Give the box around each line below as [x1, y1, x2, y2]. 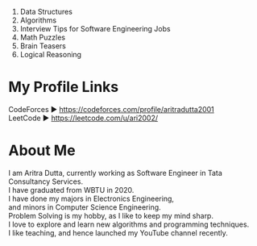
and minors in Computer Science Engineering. [8, 202, 161, 212]
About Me [8, 141, 76, 160]
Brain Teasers [19, 41, 67, 51]
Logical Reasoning [19, 50, 82, 59]
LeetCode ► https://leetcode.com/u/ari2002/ [8, 113, 159, 123]
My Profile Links [8, 78, 119, 96]
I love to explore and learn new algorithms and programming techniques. [8, 219, 250, 229]
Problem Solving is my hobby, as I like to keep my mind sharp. [8, 211, 213, 220]
